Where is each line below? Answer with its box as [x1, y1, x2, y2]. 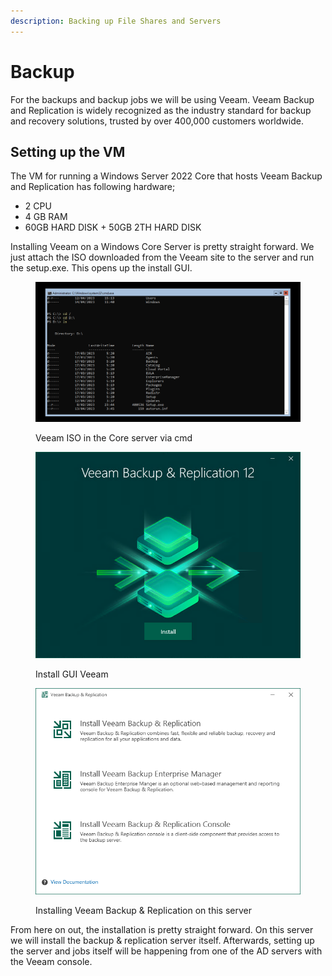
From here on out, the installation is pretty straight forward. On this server [10, 923, 314, 935]
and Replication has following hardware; [10, 181, 176, 193]
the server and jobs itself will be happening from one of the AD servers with [10, 945, 323, 957]
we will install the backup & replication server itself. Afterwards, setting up [10, 934, 315, 946]
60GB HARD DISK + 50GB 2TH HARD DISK [24, 221, 202, 234]
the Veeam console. [10, 955, 93, 967]
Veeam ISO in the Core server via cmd [35, 432, 193, 444]
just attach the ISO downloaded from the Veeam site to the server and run [10, 251, 315, 264]
